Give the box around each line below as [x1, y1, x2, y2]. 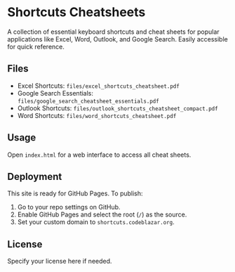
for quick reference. [7, 42, 65, 51]
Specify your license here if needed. [7, 257, 112, 266]
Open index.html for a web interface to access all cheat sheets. [7, 150, 192, 159]
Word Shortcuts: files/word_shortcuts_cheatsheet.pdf [17, 111, 177, 119]
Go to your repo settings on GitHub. [17, 203, 121, 212]
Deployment [7, 170, 62, 183]
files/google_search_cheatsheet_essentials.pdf [17, 98, 159, 105]
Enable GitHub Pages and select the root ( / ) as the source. [17, 210, 187, 219]
